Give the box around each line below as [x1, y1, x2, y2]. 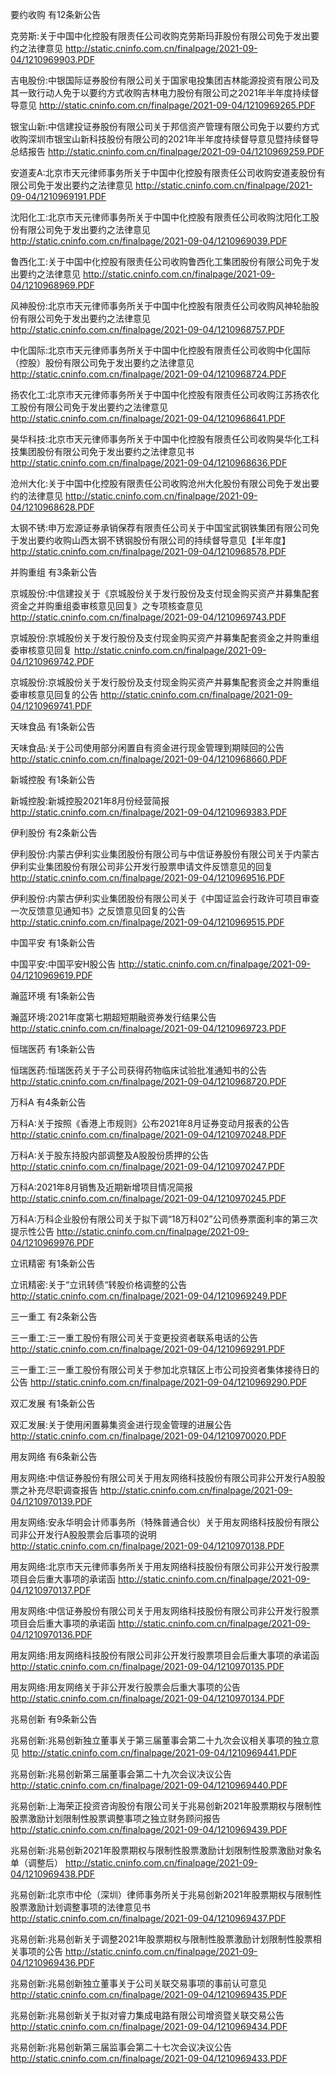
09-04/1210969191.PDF [10, 191, 107, 202]
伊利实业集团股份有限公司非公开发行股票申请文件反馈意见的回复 [10, 861, 273, 872]
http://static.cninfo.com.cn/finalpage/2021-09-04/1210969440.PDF [10, 1779, 288, 1791]
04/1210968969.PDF [10, 279, 95, 291]
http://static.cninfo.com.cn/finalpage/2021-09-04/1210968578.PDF [10, 546, 287, 557]
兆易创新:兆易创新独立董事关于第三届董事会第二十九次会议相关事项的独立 [10, 1734, 312, 1746]
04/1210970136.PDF [10, 1629, 93, 1640]
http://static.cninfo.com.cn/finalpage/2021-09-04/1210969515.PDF [10, 916, 285, 928]
